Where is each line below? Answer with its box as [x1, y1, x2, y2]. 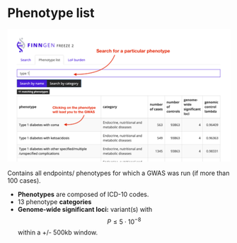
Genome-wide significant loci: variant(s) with [17, 205, 153, 213]
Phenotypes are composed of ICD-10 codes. [17, 190, 149, 198]
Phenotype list [7, 5, 95, 21]
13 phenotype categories [17, 197, 92, 206]
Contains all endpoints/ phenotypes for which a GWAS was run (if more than [7, 169, 230, 177]
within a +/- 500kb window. [17, 228, 98, 237]
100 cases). [7, 176, 41, 185]
